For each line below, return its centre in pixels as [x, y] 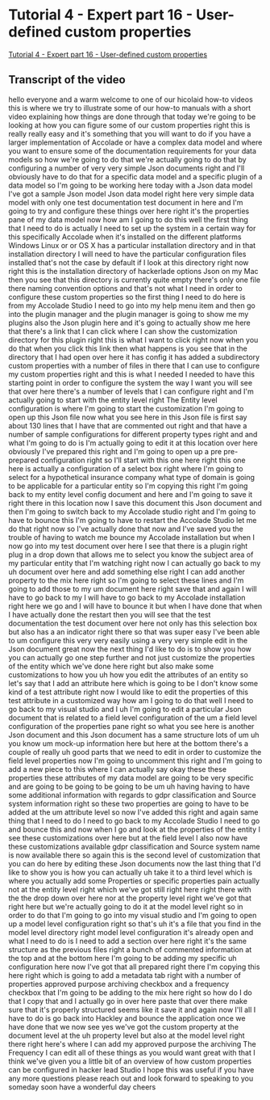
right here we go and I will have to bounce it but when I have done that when [135, 606]
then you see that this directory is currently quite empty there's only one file [134, 280]
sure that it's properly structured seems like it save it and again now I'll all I [132, 1009]
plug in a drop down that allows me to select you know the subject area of [131, 554]
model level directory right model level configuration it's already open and [131, 932]
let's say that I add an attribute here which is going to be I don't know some [133, 683]
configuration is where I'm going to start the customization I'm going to [126, 408]
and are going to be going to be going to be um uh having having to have [129, 786]
